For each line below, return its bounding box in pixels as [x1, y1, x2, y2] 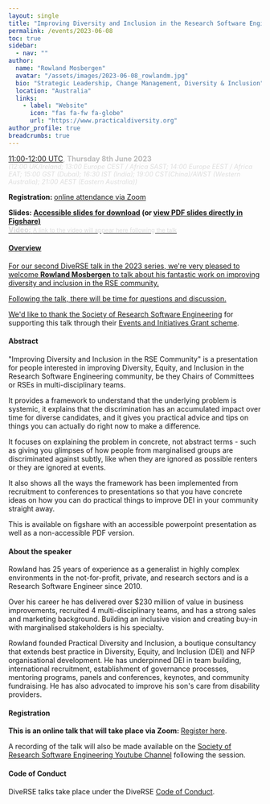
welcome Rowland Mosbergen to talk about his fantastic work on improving [8, 269, 260, 279]
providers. [8, 690, 43, 699]
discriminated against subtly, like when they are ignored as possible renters [8, 454, 258, 464]
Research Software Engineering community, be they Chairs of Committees [8, 371, 255, 381]
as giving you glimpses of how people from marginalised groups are [8, 446, 234, 455]
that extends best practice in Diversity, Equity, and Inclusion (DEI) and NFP [8, 647, 256, 657]
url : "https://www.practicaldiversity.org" [29, 117, 178, 125]
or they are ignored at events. [8, 462, 106, 472]
